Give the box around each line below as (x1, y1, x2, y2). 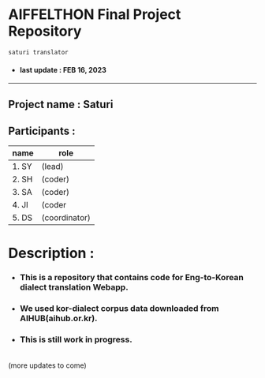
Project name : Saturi (8, 97, 114, 111)
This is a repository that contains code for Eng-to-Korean (19, 272, 244, 283)
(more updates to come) (8, 361, 87, 370)
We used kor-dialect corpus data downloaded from (19, 303, 219, 314)
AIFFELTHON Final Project (8, 6, 181, 24)
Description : (8, 244, 95, 262)
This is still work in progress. (19, 334, 132, 345)
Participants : (8, 124, 76, 137)
